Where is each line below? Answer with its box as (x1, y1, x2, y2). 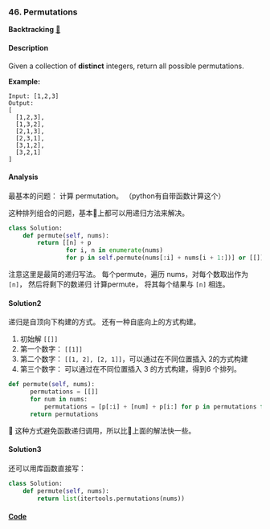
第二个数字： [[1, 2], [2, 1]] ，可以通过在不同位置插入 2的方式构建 (19, 354, 248, 364)
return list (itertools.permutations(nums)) (37, 494, 185, 503)
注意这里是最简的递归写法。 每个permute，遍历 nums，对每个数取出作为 (8, 270, 249, 279)
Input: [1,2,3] (8, 92, 59, 100)
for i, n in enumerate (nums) (65, 246, 163, 254)
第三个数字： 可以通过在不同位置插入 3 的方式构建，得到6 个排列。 (19, 364, 241, 374)
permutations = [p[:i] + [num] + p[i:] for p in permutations (43, 402, 257, 411)
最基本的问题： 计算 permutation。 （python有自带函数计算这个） (8, 191, 226, 201)
